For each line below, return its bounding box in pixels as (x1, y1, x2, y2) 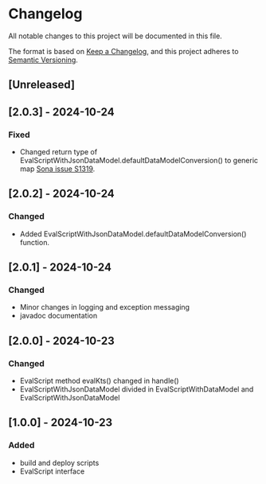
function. (19, 237, 50, 247)
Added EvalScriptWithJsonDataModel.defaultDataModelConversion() (19, 228, 247, 239)
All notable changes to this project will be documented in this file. (8, 31, 223, 41)
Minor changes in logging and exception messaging (19, 302, 190, 312)
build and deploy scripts (19, 458, 100, 467)
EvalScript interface (19, 466, 85, 476)
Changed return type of (19, 147, 98, 157)
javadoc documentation (19, 311, 98, 321)
